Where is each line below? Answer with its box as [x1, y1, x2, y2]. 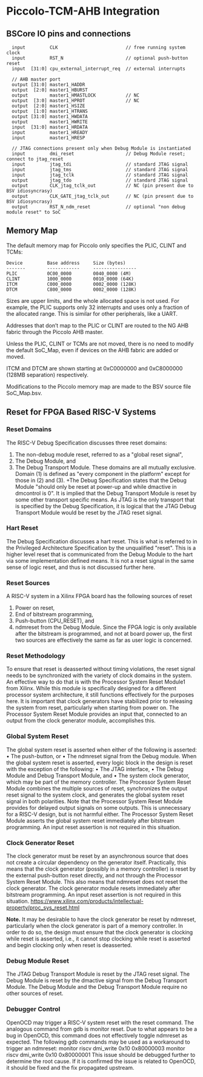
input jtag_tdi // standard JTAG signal [12, 161, 188, 168]
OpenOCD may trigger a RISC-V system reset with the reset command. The [6, 1019, 195, 1026]
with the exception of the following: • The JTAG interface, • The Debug [6, 765, 184, 772]
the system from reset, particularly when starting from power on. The [6, 704, 179, 712]
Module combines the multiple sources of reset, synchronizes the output [6, 784, 188, 792]
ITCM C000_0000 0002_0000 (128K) [6, 281, 137, 287]
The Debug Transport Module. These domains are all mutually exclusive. [15, 463, 196, 471]
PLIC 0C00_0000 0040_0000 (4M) [6, 270, 131, 277]
